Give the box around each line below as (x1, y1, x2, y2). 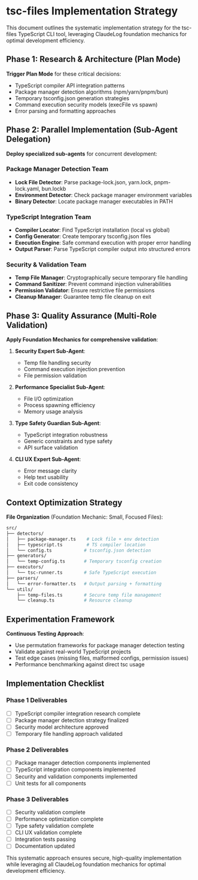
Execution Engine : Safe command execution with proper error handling (14, 239, 191, 247)
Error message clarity (23, 467, 77, 475)
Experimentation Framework (6, 614, 115, 624)
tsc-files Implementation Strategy (6, 4, 178, 18)
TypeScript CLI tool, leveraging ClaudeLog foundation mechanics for (17, 30, 187, 37)
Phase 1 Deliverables (6, 696, 68, 705)
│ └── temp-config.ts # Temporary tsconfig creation (6, 558, 162, 565)
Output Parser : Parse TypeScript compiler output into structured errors (14, 246, 191, 253)
